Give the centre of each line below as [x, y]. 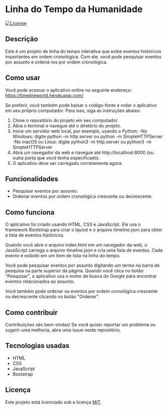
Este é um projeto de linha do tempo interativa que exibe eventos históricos [83, 51]
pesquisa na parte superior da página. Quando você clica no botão [74, 271]
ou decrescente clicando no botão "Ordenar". [52, 297]
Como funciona [30, 212]
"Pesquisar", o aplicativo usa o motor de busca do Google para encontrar [81, 276]
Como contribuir [31, 312]
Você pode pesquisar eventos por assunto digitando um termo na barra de [82, 265]
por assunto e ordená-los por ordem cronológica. [56, 62]
